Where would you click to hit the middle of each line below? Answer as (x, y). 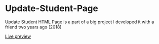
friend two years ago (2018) (33, 27)
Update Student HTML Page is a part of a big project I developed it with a (80, 22)
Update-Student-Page (52, 8)
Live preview (18, 36)
